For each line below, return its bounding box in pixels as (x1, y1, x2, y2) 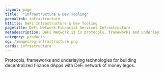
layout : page (5, 7, 32, 12)
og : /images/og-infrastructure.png (5, 39, 78, 44)
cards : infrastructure (5, 44, 52, 49)
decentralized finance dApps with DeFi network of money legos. (5, 62, 136, 68)
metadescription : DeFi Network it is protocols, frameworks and (5, 30, 139, 35)
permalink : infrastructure (5, 16, 60, 21)
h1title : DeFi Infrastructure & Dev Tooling (5, 21, 98, 26)
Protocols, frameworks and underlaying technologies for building (5, 57, 137, 63)
